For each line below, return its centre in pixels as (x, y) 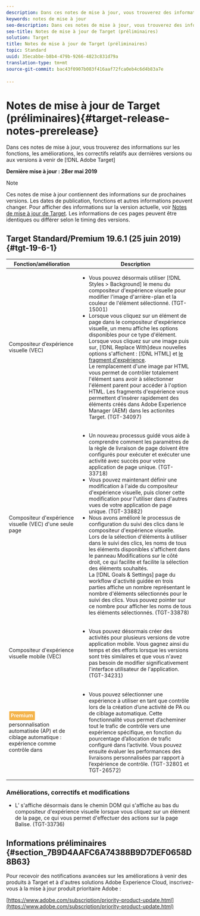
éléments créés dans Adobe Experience (137, 404)
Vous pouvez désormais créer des (130, 631)
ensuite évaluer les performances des (135, 751)
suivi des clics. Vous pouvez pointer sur (137, 600)
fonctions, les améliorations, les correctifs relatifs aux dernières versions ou (99, 154)
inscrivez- (182, 882)
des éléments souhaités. (118, 568)
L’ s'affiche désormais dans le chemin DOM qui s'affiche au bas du (97, 805)
